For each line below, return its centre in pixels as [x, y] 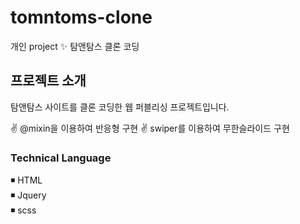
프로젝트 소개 [48, 81]
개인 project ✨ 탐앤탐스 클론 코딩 [75, 46]
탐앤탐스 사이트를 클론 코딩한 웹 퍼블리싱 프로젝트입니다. [120, 107]
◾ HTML [26, 180]
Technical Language [61, 158]
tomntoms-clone [81, 17]
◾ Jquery [28, 195]
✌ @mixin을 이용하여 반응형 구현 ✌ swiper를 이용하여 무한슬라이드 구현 [150, 128]
